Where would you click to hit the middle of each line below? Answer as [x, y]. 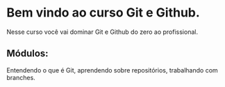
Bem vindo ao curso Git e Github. [103, 13]
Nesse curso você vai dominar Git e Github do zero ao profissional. [102, 32]
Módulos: [28, 54]
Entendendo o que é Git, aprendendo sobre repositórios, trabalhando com [112, 70]
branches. [21, 77]
